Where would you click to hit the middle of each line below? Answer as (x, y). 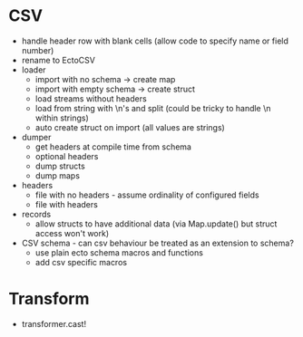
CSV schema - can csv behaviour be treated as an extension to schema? (157, 243)
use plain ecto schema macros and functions (119, 252)
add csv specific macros (81, 262)
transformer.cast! (54, 323)
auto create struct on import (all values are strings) (130, 127)
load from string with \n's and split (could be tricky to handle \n (153, 108)
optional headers (67, 156)
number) (38, 50)
